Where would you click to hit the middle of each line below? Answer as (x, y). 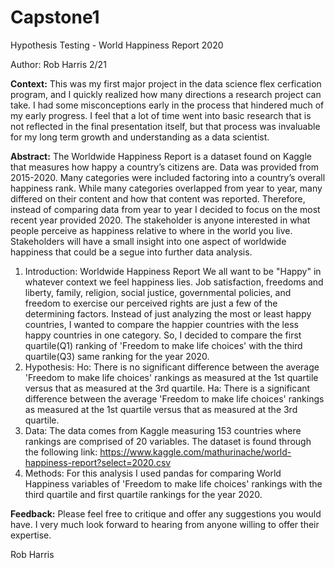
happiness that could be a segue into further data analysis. (131, 252)
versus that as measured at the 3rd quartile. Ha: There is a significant (167, 388)
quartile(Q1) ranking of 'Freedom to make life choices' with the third (163, 345)
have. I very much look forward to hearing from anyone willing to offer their (165, 524)
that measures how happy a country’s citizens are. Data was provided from (164, 167)
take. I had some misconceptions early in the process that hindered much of (167, 105)
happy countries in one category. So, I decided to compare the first (163, 335)
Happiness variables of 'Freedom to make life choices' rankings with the (173, 483)
